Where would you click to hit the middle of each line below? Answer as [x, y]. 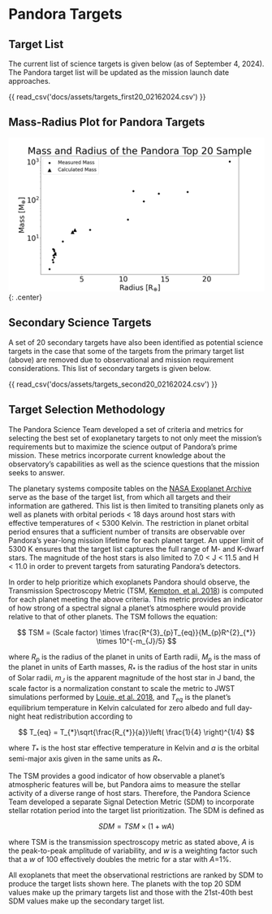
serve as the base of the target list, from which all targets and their [120, 496]
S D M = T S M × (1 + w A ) [136, 826]
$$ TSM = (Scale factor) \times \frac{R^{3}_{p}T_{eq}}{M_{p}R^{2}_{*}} [136, 632]
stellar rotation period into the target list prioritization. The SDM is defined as [136, 811]
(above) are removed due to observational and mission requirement [121, 360]
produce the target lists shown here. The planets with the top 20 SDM [125, 884]
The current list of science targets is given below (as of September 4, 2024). [136, 63]
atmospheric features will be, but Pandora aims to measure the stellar [125, 785]
